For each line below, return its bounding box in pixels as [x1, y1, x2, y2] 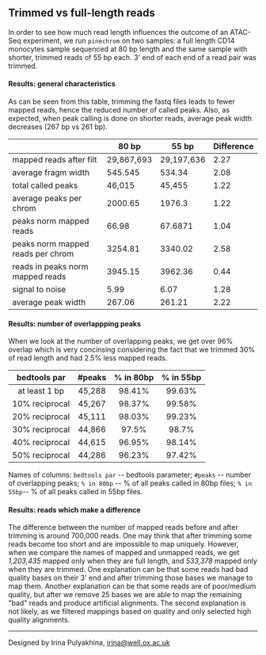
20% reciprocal [12, 411, 70, 422]
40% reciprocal [12, 437, 70, 448]
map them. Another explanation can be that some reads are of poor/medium [8, 581, 256, 591]
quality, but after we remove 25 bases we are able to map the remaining [8, 590, 242, 600]
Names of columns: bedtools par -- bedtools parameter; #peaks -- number [8, 470, 252, 480]
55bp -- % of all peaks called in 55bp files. [8, 487, 143, 497]
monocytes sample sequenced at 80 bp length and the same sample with [8, 44, 248, 54]
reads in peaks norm [12, 261, 89, 272]
